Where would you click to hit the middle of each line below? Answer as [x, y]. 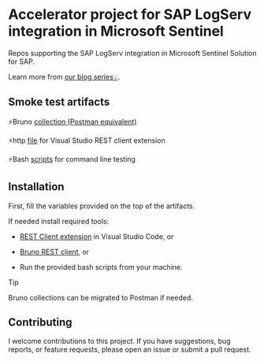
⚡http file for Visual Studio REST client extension [87, 140]
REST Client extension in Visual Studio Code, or [97, 236]
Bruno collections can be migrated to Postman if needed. [100, 297]
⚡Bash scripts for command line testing [72, 159]
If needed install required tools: [59, 221]
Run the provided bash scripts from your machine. [101, 267]
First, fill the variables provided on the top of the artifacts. [102, 206]
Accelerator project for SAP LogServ [130, 15]
